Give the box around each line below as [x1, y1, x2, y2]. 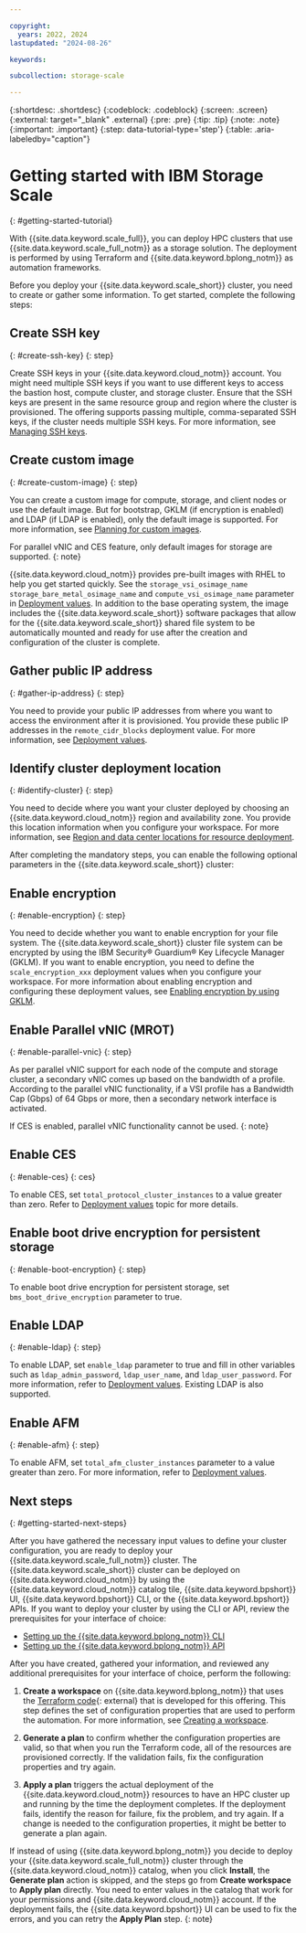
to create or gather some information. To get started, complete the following [9, 290, 296, 301]
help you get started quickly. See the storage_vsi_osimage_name [9, 578, 248, 589]
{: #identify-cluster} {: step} [9, 785, 114, 796]
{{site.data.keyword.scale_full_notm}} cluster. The [9, 1555, 198, 1566]
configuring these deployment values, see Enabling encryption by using [9, 986, 280, 997]
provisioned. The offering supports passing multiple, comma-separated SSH [9, 406, 297, 417]
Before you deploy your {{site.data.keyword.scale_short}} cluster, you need [9, 280, 293, 291]
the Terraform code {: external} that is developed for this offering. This [22, 1695, 286, 1705]
